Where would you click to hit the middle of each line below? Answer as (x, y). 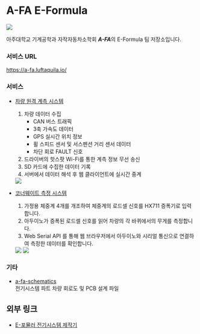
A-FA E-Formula (47, 11)
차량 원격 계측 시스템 (39, 101)
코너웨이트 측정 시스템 (41, 193)
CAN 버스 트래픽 (52, 121)
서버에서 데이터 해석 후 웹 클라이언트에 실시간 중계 (83, 174)
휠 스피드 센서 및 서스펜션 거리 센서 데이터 (82, 144)
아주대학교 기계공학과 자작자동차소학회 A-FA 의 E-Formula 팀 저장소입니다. (94, 39)
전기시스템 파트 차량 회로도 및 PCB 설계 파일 (67, 288)
